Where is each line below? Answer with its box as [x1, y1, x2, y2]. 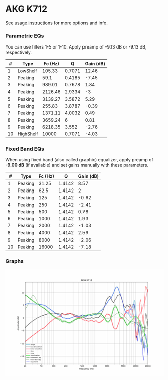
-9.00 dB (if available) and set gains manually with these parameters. [5, 162, 149, 168]
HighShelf [17, 131, 38, 137]
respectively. [5, 49, 32, 56]
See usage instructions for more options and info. [5, 20, 108, 26]
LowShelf [17, 68, 37, 74]
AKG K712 [5, 3, 48, 15]
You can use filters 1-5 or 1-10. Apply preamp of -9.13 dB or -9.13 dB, [5, 44, 147, 50]
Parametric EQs [5, 32, 44, 39]
